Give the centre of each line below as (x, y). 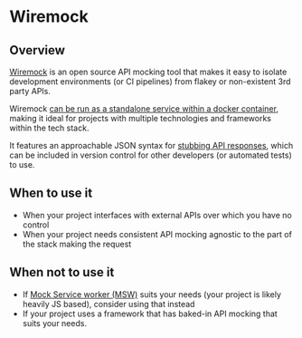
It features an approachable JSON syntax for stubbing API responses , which (151, 145)
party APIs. (30, 91)
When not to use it (62, 272)
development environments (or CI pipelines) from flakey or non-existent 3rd (150, 82)
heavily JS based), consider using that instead (109, 304)
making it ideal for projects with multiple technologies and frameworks (140, 118)
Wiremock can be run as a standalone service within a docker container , (144, 109)
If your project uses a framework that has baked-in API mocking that (150, 314)
